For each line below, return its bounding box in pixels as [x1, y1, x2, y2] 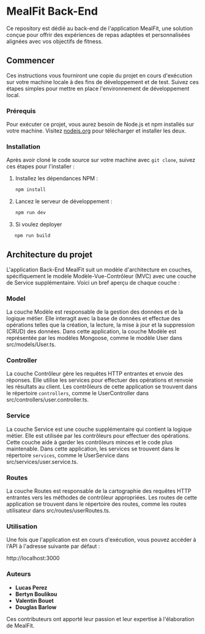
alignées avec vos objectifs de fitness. [6, 37, 103, 45]
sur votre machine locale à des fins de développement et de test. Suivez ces [6, 78, 199, 85]
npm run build [14, 233, 51, 239]
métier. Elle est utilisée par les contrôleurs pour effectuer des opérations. [6, 431, 190, 439]
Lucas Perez [15, 584, 48, 591]
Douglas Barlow [15, 603, 57, 611]
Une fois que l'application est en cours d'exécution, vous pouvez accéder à [6, 536, 196, 544]
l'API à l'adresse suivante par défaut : [6, 543, 100, 550]
